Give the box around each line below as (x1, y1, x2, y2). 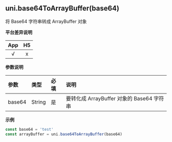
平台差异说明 (5, 29, 32, 35)
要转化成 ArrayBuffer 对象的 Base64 (66, 94, 153, 102)
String (31, 98, 46, 105)
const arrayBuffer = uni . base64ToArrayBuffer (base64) (5, 131, 123, 137)
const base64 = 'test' (5, 127, 54, 132)
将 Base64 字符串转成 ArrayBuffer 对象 (5, 18, 87, 25)
